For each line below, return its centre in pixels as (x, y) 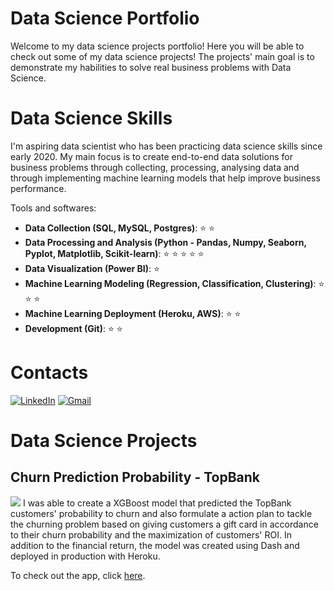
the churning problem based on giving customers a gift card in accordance (164, 524)
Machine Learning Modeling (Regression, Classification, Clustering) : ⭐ (174, 283)
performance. (38, 188)
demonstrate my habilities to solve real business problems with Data (151, 67)
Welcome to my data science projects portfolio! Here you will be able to (157, 46)
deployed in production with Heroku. (85, 556)
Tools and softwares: (53, 208)
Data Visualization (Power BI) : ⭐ (92, 268)
